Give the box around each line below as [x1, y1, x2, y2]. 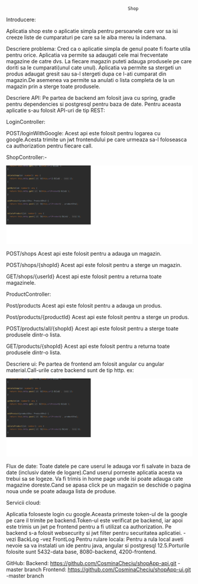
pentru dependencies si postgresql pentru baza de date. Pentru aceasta [6, 100, 181, 107]
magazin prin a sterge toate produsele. [6, 83, 100, 90]
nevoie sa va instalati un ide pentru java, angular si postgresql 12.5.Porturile [6, 542, 190, 549]
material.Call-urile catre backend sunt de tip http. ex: [6, 366, 134, 374]
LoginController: [6, 118, 46, 125]
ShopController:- [6, 154, 47, 161]
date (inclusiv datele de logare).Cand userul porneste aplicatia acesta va [6, 469, 182, 476]
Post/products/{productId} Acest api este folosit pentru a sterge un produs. [6, 313, 189, 321]
